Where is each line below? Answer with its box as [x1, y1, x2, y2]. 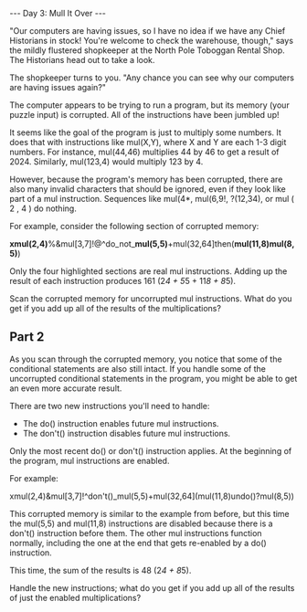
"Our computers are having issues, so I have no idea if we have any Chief [9, 26, 286, 36]
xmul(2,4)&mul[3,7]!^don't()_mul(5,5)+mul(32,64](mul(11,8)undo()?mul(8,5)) [9, 491, 295, 501]
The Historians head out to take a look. [9, 55, 155, 65]
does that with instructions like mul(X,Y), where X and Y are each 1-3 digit [9, 137, 287, 147]
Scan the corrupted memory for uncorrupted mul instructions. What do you [9, 293, 292, 304]
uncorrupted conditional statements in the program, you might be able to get [9, 373, 298, 384]
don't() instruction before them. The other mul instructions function [9, 527, 262, 538]
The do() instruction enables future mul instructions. [22, 417, 219, 428]
